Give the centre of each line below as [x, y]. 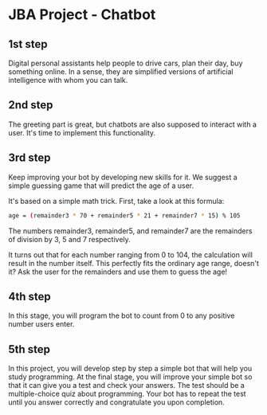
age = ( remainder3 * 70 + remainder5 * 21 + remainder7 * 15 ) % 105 [124, 215]
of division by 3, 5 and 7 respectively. [70, 239]
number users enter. [41, 324]
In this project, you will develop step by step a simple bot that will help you [130, 369]
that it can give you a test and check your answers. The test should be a [126, 386]
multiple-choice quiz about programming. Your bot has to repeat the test [127, 394]
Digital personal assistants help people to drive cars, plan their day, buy [126, 63]
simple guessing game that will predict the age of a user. [101, 186]
